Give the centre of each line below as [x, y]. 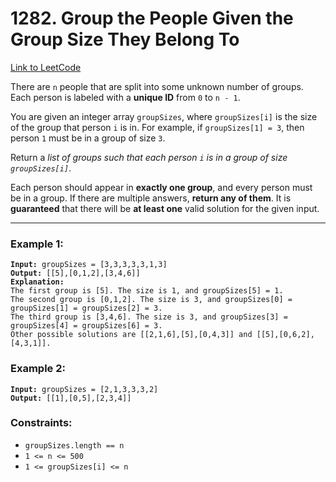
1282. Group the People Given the [152, 18]
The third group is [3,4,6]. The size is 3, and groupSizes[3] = [149, 317]
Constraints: [41, 423]
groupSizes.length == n [74, 445]
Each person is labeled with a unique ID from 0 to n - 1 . [125, 97]
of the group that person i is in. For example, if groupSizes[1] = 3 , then [157, 127]
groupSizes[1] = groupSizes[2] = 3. [86, 308]
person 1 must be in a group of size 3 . [88, 138]
